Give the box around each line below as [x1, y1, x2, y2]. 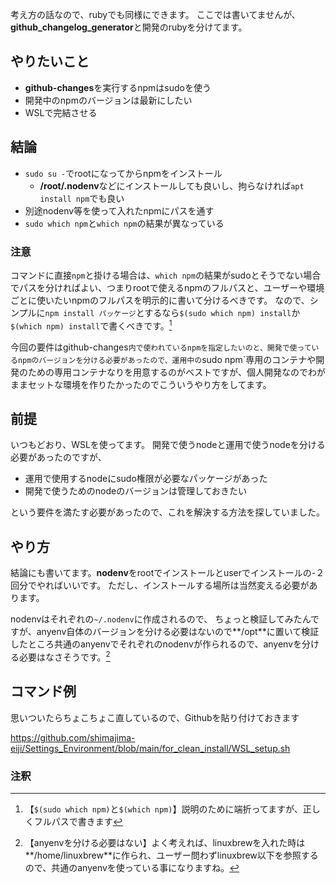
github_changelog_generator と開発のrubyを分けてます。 [10, 21, 248, 33]
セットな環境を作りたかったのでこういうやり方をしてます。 [27, 378, 272, 390]
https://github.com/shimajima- [10, 731, 136, 743]
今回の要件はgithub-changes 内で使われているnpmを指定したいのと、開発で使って [10, 341, 312, 353]
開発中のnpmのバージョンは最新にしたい [24, 94, 193, 106]
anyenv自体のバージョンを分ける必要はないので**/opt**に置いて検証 [36, 626, 320, 638]
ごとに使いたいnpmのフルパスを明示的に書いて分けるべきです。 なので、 [10, 294, 310, 306]
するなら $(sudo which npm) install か [144, 306, 301, 318]
